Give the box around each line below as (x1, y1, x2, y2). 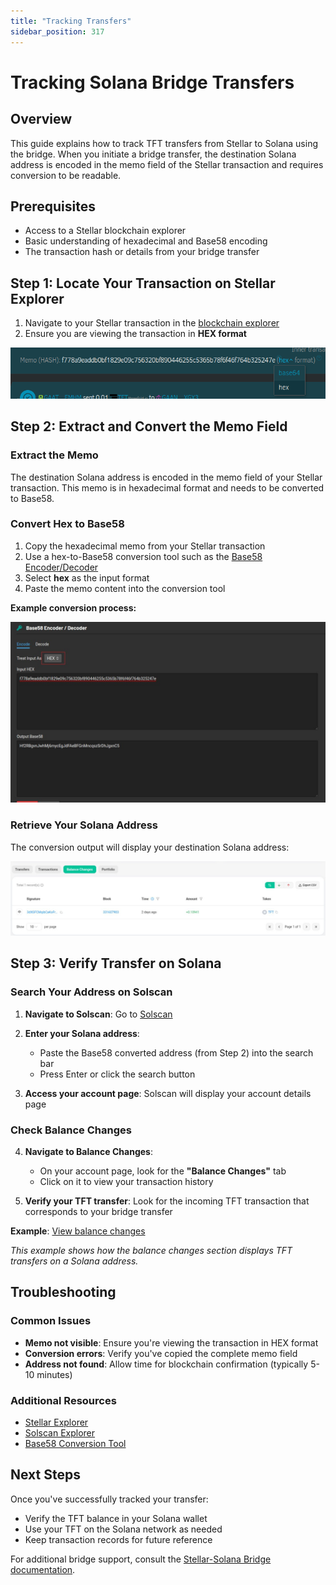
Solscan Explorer (24, 1427, 96, 1439)
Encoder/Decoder (24, 561, 99, 573)
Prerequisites (10, 198, 96, 215)
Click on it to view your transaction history (39, 1176, 214, 1188)
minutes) (36, 1368, 73, 1380)
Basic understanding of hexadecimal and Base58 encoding (24, 235, 268, 247)
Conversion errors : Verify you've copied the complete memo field (24, 1347, 298, 1359)
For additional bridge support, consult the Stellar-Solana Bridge (10, 1553, 272, 1565)
